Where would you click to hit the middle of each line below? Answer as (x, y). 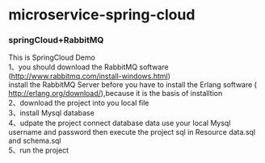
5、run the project (39, 150)
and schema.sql (35, 141)
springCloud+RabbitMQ (56, 40)
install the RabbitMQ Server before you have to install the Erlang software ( (132, 85)
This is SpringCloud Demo (52, 57)
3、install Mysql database (51, 113)
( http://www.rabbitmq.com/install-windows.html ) (90, 76)
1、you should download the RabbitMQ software (88, 67)
